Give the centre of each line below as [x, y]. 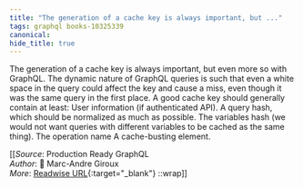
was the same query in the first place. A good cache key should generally [147, 98]
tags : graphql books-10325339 [67, 26]
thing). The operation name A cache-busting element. [110, 136]
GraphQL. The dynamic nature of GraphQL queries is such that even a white [151, 79]
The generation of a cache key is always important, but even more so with [148, 69]
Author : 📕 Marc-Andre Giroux [64, 163]
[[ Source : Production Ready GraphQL [80, 154]
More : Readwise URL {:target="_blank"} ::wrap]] [99, 173]
